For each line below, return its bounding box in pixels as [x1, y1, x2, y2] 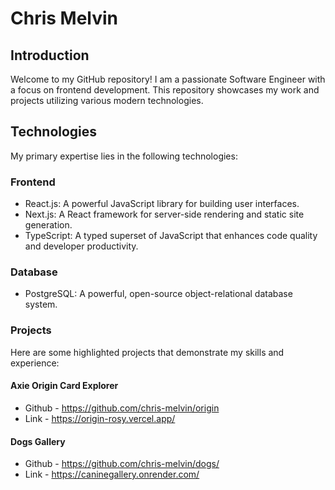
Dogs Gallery [10, 435, 66, 447]
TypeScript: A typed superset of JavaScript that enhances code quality [24, 230, 318, 242]
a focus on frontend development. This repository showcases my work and [10, 84, 320, 96]
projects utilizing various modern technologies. [10, 95, 204, 106]
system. [24, 298, 58, 311]
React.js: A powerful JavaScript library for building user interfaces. [24, 198, 300, 210]
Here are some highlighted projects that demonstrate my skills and [10, 346, 285, 358]
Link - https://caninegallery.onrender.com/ [24, 468, 200, 481]
